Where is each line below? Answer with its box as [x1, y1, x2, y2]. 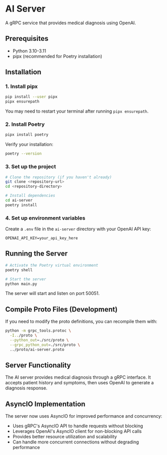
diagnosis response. [5, 385, 48, 391]
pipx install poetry [5, 132, 49, 137]
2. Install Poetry [5, 121, 45, 128]
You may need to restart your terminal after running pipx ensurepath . [5, 108, 149, 114]
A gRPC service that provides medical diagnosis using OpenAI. [5, 20, 136, 26]
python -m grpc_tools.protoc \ [5, 328, 71, 333]
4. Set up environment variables [5, 214, 86, 221]
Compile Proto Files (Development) [5, 305, 118, 314]
